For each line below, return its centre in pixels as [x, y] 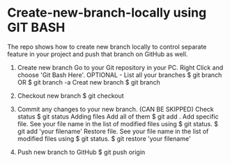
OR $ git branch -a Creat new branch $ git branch [89, 82]
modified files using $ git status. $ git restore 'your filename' [104, 138]
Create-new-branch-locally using [107, 13]
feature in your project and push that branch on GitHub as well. [98, 54]
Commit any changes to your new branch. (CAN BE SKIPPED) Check [115, 109]
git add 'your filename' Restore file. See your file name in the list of [113, 131]
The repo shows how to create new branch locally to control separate [107, 46]
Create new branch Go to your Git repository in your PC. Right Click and [120, 67]
